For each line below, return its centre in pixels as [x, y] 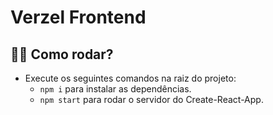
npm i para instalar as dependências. [115, 89]
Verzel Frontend [78, 17]
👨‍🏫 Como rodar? [62, 54]
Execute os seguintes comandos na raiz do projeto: [130, 78]
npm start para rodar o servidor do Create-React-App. [151, 99]
